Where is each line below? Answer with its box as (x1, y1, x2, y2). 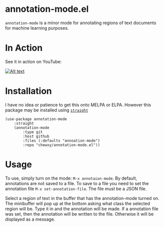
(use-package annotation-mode (5, 116, 67, 121)
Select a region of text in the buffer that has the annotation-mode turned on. (5, 195, 160, 201)
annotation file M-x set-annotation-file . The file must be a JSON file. (5, 186, 147, 191)
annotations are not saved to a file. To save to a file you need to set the (5, 180, 149, 186)
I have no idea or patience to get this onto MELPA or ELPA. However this (5, 102, 151, 108)
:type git (23, 129, 43, 134)
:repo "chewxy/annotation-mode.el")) (23, 142, 100, 148)
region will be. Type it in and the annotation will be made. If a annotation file (5, 206, 159, 212)
